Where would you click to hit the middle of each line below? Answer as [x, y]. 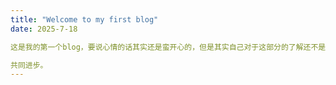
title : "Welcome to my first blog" [84, 19]
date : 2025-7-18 [44, 29]
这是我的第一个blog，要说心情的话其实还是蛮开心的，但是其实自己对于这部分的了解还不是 [168, 47]
